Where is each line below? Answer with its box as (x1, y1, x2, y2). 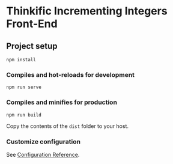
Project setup (6, 41, 58, 51)
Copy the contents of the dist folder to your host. (6, 122, 129, 130)
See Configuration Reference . (6, 151, 80, 158)
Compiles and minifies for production (6, 98, 117, 106)
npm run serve (6, 84, 42, 91)
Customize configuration (6, 137, 81, 145)
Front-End (6, 17, 58, 31)
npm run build (6, 112, 42, 118)
